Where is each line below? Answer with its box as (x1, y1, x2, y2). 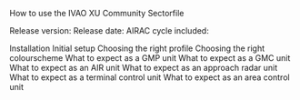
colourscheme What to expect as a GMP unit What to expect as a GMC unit (9, 53, 291, 63)
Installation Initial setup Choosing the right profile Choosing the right (9, 43, 265, 54)
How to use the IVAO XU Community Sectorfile (9, 8, 185, 18)
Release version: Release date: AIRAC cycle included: (9, 25, 209, 35)
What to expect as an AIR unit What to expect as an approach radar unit (9, 63, 278, 73)
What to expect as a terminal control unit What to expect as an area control (9, 72, 290, 83)
